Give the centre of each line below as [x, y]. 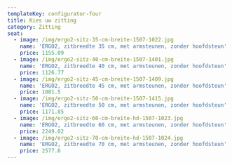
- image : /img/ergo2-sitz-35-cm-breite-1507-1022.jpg [94, 40]
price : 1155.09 [42, 53]
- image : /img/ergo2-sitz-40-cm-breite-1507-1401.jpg [94, 60]
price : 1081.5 [40, 92]
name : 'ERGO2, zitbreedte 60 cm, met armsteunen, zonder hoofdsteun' [124, 125]
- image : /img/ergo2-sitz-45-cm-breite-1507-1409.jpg [94, 79]
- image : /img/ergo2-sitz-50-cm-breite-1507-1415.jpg [94, 99]
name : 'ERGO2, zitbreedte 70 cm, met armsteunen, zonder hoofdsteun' [124, 145]
